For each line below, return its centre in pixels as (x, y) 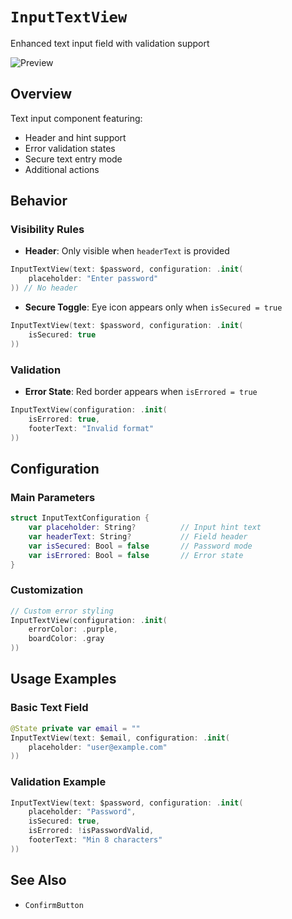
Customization (47, 590)
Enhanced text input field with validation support (110, 43)
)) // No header (44, 288)
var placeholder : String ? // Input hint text (145, 528)
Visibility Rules (47, 230)
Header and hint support (75, 137)
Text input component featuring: (76, 118)
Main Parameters (53, 497)
